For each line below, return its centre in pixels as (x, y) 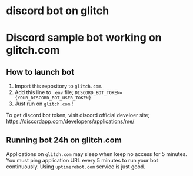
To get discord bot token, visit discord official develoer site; (78, 115)
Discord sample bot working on (84, 38)
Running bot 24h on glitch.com (64, 140)
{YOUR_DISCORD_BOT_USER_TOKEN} (53, 98)
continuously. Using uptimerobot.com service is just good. (76, 167)
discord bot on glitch (58, 11)
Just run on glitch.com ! (44, 104)
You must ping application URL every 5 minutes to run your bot (82, 160)
